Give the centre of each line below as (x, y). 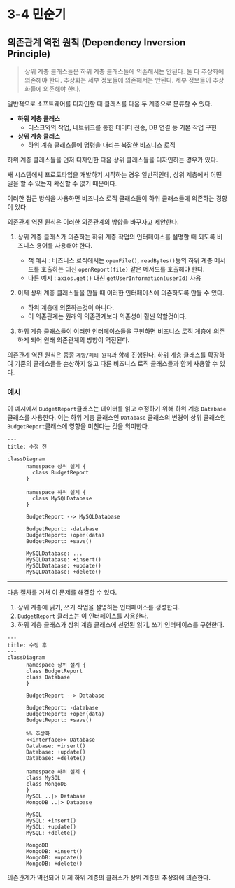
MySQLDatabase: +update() (63, 566)
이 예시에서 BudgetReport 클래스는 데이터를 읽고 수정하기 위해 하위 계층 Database (117, 409)
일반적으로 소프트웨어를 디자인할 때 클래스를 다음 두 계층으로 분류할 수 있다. (110, 104)
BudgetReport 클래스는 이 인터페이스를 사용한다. (83, 616)
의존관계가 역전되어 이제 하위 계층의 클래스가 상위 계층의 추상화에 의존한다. (109, 878)
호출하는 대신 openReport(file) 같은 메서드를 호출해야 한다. (123, 269)
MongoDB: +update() (54, 858)
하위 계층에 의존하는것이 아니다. (71, 308)
